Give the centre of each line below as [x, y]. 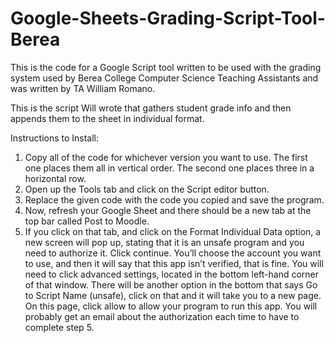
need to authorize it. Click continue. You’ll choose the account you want [173, 253]
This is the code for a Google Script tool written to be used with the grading [166, 67]
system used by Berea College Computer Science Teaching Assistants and [164, 78]
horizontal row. [55, 178]
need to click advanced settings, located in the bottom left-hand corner [172, 274]
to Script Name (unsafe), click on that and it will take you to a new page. [173, 295]
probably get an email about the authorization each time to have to [162, 316]
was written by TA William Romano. [83, 88]
